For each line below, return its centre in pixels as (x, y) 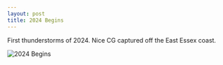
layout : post (26, 14)
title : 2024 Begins (36, 20)
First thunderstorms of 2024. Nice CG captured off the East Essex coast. (112, 40)
